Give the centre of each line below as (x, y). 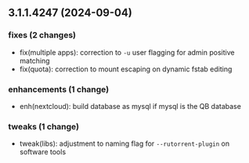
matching (34, 60)
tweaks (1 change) (44, 126)
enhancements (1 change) (59, 89)
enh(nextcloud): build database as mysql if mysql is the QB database (130, 106)
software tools (43, 152)
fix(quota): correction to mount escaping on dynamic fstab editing (126, 69)
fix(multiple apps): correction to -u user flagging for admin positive (127, 52)
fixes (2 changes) (42, 35)
